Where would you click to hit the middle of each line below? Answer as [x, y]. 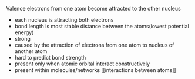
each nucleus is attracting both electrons [64, 20]
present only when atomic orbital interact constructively [82, 64]
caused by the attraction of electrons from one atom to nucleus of [94, 45]
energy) [24, 32]
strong [23, 39]
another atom [31, 51]
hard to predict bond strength [50, 57]
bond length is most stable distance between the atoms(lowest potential [102, 26]
